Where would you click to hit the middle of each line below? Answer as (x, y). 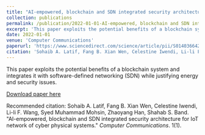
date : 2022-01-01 (28, 35)
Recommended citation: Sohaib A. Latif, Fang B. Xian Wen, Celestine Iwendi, (102, 106)
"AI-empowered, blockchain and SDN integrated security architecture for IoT (103, 119)
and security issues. (31, 82)
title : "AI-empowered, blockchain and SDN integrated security (88, 12)
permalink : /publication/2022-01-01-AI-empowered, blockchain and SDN (98, 23)
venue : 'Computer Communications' (50, 40)
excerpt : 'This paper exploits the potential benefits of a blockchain (99, 29)
